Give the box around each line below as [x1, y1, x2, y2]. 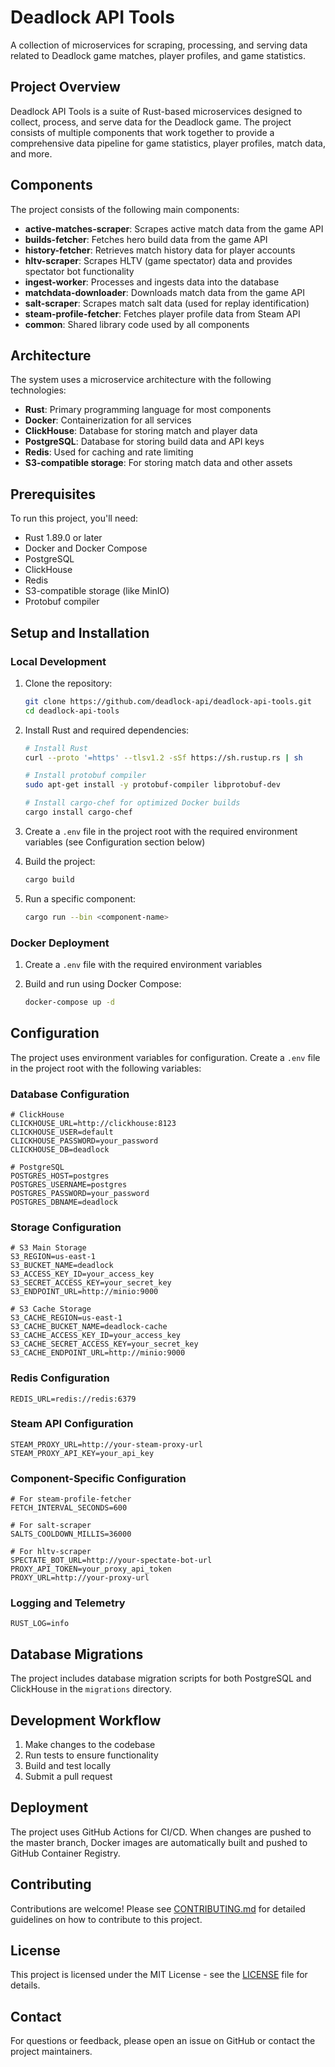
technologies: [10, 384, 67, 396]
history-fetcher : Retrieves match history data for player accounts [24, 244, 296, 256]
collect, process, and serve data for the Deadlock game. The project [10, 116, 292, 128]
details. [10, 1979, 41, 1991]
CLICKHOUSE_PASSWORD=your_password [10, 1136, 159, 1146]
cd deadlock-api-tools [24, 706, 120, 716]
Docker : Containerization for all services [24, 414, 192, 426]
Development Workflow [10, 1712, 162, 1729]
